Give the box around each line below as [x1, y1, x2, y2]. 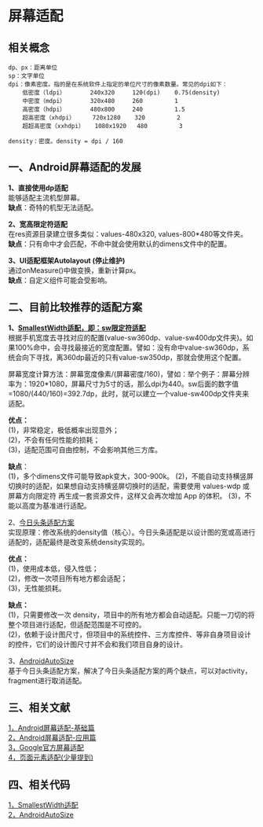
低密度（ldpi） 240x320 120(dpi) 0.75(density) [22, 89, 221, 97]
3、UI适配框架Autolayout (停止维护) [8, 255, 126, 265]
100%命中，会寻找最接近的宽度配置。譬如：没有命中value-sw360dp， [14, 343, 243, 352]
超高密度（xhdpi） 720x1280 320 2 [22, 114, 181, 122]
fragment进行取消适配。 [8, 675, 86, 685]
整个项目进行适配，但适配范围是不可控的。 [8, 619, 146, 629]
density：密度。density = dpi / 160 [8, 138, 123, 145]
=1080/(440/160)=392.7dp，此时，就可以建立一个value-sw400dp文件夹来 [8, 388, 250, 398]
